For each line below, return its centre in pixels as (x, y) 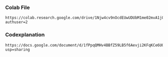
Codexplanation (25, 35)
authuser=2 (16, 22)
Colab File (17, 7)
